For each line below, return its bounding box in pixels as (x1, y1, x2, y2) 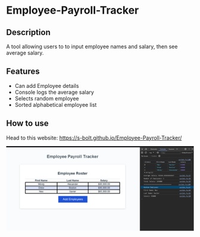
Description (6, 27, 51, 37)
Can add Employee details (14, 82, 79, 89)
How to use (6, 118, 49, 128)
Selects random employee (14, 94, 79, 102)
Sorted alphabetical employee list (14, 101, 97, 108)
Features (6, 67, 40, 77)
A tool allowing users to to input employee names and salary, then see (6, 43, 178, 50)
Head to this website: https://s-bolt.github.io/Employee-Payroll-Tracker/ (6, 134, 182, 141)
